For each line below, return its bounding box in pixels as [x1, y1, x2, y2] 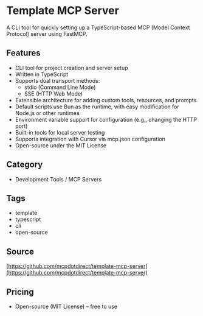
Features [6, 48, 41, 58]
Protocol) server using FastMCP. [6, 30, 88, 37]
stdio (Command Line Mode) [24, 83, 96, 91]
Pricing [6, 287, 35, 297]
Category [6, 160, 43, 170]
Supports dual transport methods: [15, 77, 100, 84]
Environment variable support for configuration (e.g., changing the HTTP [15, 116, 198, 123]
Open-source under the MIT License [15, 141, 107, 149]
